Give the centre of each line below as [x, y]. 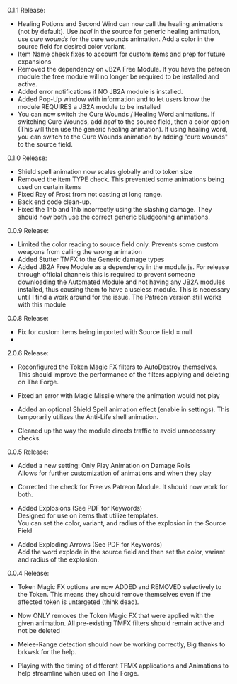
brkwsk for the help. [47, 652]
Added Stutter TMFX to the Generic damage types [91, 259]
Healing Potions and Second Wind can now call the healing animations [120, 24]
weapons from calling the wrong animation [80, 252]
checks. [29, 438]
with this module [42, 304]
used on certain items [49, 187]
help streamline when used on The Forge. [78, 673]
